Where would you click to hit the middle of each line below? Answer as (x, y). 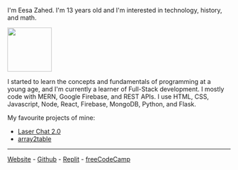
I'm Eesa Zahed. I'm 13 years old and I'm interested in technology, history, (115, 10)
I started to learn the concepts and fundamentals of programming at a (109, 81)
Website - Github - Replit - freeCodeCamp (69, 159)
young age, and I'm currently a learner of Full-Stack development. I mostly (116, 89)
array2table (34, 139)
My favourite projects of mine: (51, 118)
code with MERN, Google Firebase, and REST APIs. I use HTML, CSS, (108, 97)
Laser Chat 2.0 (39, 131)
